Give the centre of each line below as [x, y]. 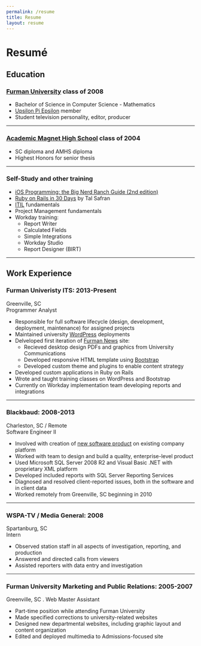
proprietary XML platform [46, 469]
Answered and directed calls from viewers [67, 559]
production [28, 553]
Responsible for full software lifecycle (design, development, [89, 321]
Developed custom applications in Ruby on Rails [74, 372]
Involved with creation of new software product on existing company [99, 443]
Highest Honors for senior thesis [55, 158]
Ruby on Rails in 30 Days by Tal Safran [63, 198]
